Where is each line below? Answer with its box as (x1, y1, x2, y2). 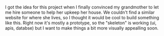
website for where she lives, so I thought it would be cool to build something (5, 15, 160, 20)
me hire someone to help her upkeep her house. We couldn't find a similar (5, 9, 155, 15)
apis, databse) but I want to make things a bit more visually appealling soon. (5, 25, 159, 31)
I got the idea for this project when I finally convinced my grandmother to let (5, 4, 159, 10)
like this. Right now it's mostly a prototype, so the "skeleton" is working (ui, (5, 20, 157, 26)
